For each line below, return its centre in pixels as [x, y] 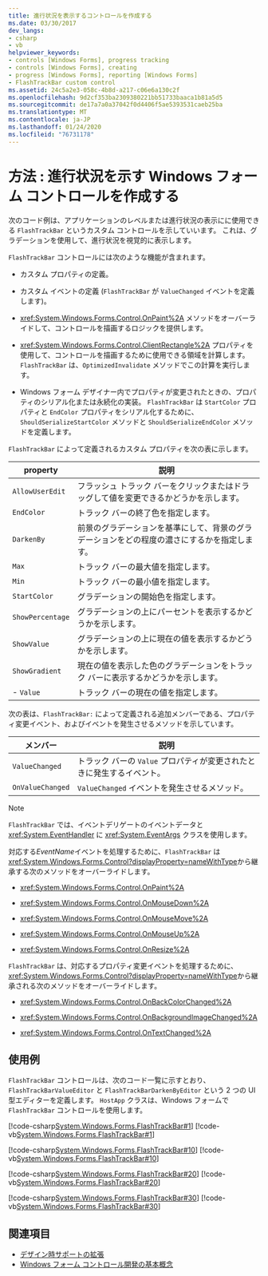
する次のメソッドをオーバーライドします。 [85, 871]
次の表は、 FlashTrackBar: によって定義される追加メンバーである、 [118, 713]
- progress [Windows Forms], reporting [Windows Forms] [103, 75]
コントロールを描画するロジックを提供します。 [131, 327]
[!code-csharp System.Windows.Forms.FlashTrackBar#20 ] [104, 1174]
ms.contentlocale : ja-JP [49, 120]
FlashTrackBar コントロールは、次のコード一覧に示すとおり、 [109, 1080]
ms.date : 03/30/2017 [43, 23]
